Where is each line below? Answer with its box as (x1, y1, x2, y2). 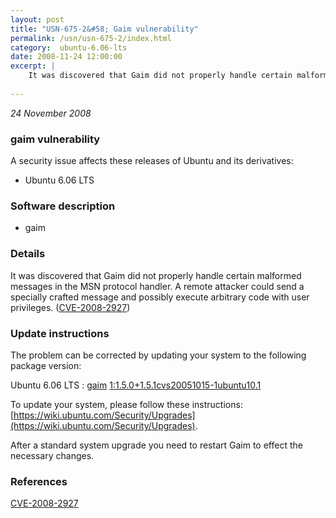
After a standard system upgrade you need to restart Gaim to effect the (10, 439, 303, 451)
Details (10, 247, 46, 261)
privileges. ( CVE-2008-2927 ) (10, 301, 131, 313)
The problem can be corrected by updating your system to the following (10, 349, 307, 361)
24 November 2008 (10, 107, 92, 119)
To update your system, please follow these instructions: (10, 398, 243, 410)
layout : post (10, 14, 65, 25)
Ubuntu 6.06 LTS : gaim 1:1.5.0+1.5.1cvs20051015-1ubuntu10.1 (10, 379, 262, 391)
